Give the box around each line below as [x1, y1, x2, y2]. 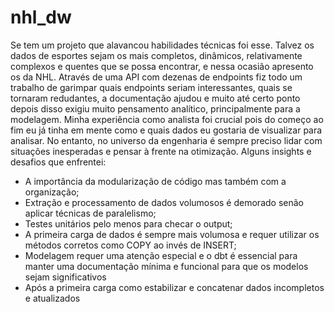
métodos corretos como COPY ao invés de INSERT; [24, 239, 237, 251]
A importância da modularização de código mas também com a [24, 175, 287, 187]
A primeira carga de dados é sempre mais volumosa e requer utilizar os [24, 228, 320, 240]
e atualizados [24, 292, 81, 304]
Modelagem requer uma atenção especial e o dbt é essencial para [24, 249, 298, 261]
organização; [24, 186, 80, 198]
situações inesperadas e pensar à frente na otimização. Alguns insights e [10, 145, 312, 157]
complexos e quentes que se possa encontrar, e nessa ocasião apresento [10, 60, 314, 72]
